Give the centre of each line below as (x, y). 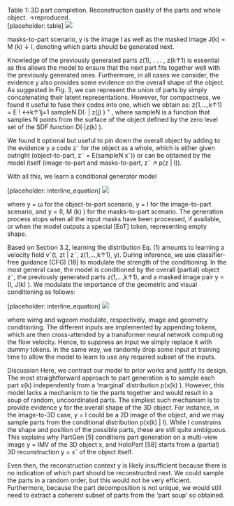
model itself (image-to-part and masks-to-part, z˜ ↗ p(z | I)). (95, 163)
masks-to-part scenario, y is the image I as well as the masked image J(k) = (116, 39)
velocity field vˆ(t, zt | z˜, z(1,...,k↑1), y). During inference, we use (101, 255)
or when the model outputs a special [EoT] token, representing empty (107, 226)
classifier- (211, 255)
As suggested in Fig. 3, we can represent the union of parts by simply (107, 90)
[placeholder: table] (36, 26)
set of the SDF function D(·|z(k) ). (55, 127)
